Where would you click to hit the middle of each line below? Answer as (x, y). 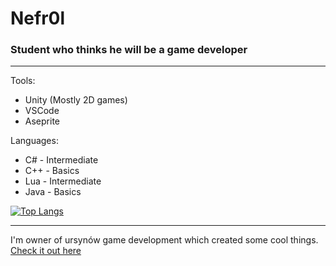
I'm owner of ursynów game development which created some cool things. (164, 240)
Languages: (34, 141)
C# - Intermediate (61, 160)
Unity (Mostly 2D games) (76, 100)
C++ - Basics (52, 171)
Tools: (23, 81)
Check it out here (46, 251)
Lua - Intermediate (63, 181)
